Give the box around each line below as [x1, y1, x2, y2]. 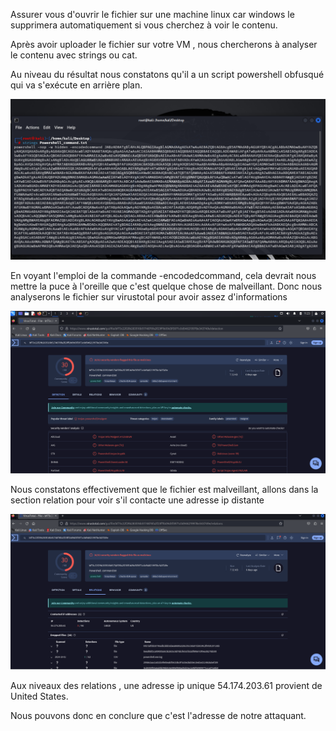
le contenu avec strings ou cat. [10, 49, 138, 61]
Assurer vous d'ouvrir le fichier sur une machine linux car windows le [10, 9, 295, 20]
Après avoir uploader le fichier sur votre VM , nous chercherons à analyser [10, 39, 318, 50]
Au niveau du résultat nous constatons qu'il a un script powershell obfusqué [10, 69, 325, 80]
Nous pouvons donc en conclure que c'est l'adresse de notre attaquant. [10, 709, 307, 721]
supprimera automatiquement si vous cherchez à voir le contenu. [10, 19, 278, 31]
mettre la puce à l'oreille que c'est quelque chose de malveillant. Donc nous [10, 280, 323, 292]
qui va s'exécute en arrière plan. [10, 79, 143, 91]
